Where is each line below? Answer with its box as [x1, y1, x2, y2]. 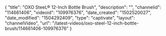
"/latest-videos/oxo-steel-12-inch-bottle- [52, 20, 139, 26]
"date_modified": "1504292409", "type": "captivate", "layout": [5, 15, 135, 20]
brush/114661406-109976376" [5, 25, 69, 31]
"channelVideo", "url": [5, 20, 52, 26]
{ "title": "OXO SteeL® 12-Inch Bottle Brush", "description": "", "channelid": [5, 4, 161, 10]
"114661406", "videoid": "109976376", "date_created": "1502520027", [5, 9, 152, 15]
